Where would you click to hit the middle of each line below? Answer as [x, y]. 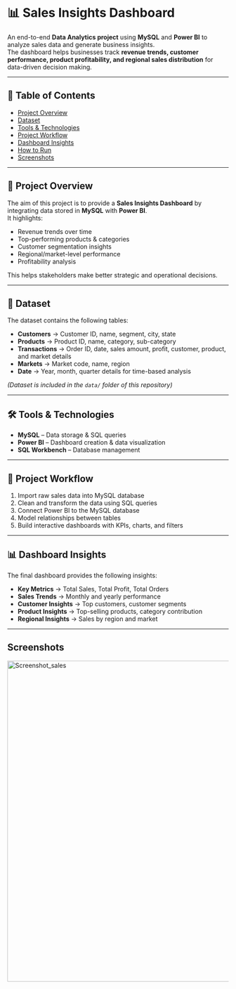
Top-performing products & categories [73, 239]
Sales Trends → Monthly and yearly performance [89, 596]
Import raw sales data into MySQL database [81, 496]
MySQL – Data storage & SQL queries [72, 435]
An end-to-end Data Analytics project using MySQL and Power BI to [107, 37]
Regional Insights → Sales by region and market [87, 619]
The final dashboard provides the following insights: [82, 575]
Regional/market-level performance [69, 254]
